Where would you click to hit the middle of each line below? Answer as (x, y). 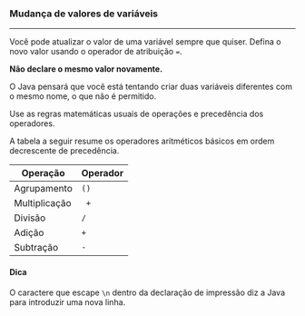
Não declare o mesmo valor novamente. (86, 69)
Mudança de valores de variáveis (84, 14)
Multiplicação (43, 203)
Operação (43, 173)
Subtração (36, 248)
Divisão (30, 218)
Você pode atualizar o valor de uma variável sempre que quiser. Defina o (145, 42)
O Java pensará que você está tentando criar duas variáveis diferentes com (151, 87)
